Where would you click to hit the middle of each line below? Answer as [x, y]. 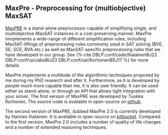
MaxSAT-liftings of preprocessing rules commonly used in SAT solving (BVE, [84, 44]
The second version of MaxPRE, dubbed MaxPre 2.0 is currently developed [83, 111]
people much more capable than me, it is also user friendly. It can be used [82, 85]
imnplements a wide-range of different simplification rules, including [76, 38]
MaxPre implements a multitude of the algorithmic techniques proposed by [82, 75]
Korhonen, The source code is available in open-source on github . [73, 101]
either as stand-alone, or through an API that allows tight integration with [80, 91]
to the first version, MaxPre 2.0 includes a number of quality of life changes [83, 121]
